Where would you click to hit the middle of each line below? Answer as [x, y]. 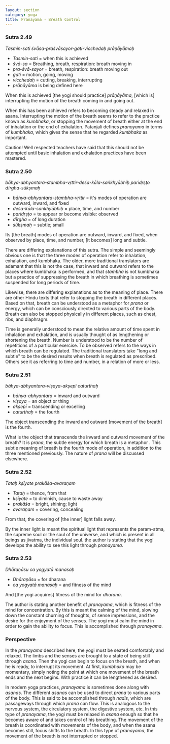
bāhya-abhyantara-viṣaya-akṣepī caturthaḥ [52, 386]
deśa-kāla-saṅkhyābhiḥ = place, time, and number [66, 208]
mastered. [16, 158]
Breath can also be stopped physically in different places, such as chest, [81, 314]
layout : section [22, 10]
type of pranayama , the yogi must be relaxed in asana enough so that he [82, 714]
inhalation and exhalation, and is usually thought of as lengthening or [77, 335]
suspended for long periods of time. [43, 282]
